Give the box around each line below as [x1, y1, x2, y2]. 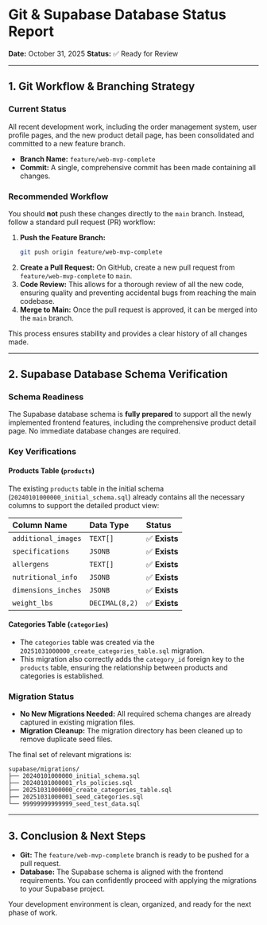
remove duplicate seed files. [19, 734, 113, 744]
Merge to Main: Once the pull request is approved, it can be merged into [19, 305, 258, 314]
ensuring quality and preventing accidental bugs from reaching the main [19, 288, 257, 297]
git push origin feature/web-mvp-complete [19, 248, 163, 256]
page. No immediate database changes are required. [8, 426, 181, 436]
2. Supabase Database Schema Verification [8, 367, 228, 381]
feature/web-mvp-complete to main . [19, 270, 133, 280]
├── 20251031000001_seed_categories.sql [8, 793, 145, 801]
